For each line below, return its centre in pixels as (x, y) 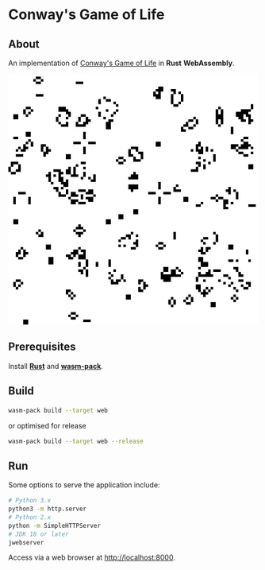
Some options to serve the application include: (84, 485)
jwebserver (26, 542)
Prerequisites (42, 347)
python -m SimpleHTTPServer (55, 525)
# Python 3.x (30, 501)
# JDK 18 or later (38, 534)
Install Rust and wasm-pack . (56, 366)
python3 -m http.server (48, 509)
